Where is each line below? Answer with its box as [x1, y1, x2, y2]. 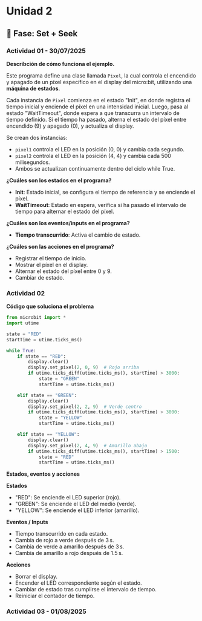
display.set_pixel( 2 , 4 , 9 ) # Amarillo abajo [28, 442, 148, 448]
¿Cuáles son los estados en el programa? [6, 177, 112, 184]
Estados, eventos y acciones [6, 470, 80, 478]
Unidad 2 [6, 4, 53, 18]
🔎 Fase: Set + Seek [6, 28, 78, 39]
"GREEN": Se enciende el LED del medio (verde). [15, 501, 137, 508]
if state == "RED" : [17, 353, 67, 360]
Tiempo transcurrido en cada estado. [15, 530, 108, 537]
